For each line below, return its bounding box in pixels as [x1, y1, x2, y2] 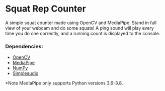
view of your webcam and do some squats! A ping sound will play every [5, 25, 154, 31]
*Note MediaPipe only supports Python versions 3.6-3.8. [5, 80, 123, 86]
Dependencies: [5, 43, 44, 50]
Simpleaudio [12, 70, 39, 76]
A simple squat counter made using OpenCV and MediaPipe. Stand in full [5, 20, 157, 26]
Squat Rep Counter [5, 3, 87, 15]
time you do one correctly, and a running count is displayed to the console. [5, 30, 160, 36]
